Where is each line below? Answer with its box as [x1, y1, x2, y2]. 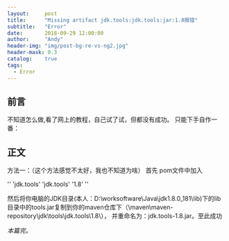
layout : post [7, 10, 58, 17]
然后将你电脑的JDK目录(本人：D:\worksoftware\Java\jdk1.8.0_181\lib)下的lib [7, 194, 221, 203]
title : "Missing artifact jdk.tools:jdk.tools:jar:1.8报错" [7, 17, 198, 24]
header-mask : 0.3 [7, 49, 58, 56]
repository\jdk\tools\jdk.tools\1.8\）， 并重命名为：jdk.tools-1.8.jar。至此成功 [7, 212, 223, 220]
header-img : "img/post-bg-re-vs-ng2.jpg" [7, 42, 129, 49]
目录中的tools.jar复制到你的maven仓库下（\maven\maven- [7, 203, 173, 212]
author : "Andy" [7, 36, 64, 43]
